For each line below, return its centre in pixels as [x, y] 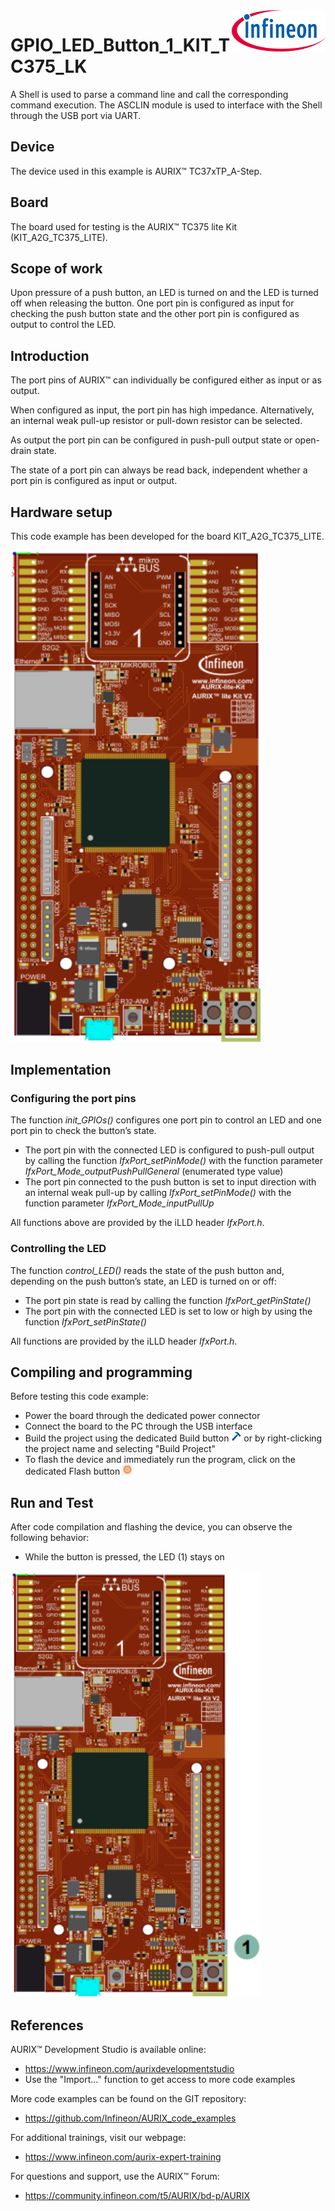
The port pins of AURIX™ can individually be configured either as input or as [166, 380]
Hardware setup [61, 512]
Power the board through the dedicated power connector [142, 1416]
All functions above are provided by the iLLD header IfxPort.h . [137, 1223]
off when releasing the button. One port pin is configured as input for [152, 303]
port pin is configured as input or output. [94, 481]
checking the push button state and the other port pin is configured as [155, 314]
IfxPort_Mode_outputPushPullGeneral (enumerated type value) [154, 1171]
